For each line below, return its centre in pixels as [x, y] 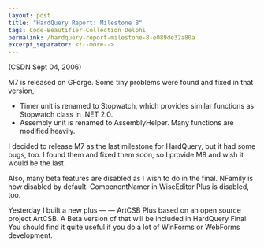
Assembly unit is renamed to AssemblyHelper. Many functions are [126, 123]
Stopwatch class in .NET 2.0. [66, 114]
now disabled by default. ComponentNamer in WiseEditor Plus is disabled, [129, 187]
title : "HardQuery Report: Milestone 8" [76, 23]
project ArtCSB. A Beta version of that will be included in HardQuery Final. [128, 219]
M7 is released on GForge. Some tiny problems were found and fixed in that [131, 83]
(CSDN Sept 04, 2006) [45, 67]
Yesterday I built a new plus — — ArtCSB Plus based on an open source [125, 210]
